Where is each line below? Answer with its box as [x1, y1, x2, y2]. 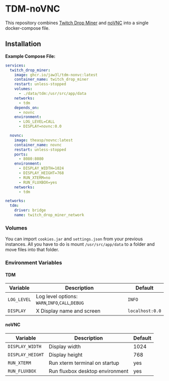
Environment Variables [5, 259, 62, 266]
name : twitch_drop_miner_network [14, 212, 84, 217]
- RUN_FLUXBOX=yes [18, 180, 57, 185]
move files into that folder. [5, 247, 59, 253]
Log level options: [36, 293, 78, 300]
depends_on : [14, 105, 39, 110]
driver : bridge [14, 208, 46, 213]
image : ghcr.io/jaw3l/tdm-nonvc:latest [14, 72, 98, 77]
